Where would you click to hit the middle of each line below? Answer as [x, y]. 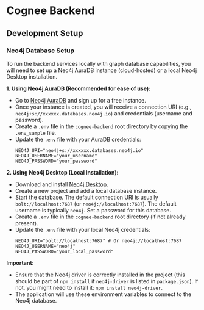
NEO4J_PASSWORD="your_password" [56, 161]
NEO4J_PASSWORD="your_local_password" [64, 251]
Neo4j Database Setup [40, 51]
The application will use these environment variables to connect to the [103, 294]
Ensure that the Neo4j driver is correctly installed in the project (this [100, 275]
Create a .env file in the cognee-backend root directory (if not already [100, 217]
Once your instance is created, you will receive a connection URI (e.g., [103, 107]
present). [26, 223]
